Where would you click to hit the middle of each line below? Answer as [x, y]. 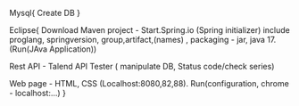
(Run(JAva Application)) [53, 49]
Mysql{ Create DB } [45, 13]
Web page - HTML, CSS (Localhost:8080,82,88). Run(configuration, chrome [149, 83]
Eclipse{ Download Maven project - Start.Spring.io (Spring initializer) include [149, 30]
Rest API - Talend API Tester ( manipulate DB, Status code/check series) [142, 66]
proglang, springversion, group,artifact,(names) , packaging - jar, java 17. [143, 40]
